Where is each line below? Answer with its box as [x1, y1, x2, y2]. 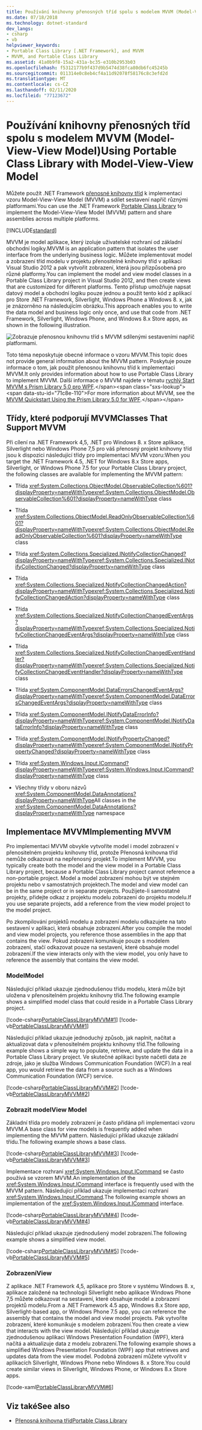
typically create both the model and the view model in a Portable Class [6, 862, 182, 869]
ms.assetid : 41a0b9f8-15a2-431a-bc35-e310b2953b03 [6, 59, 136, 65]
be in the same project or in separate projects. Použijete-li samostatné [6, 887, 180, 894]
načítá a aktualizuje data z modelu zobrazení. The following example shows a [6, 1340, 196, 1347]
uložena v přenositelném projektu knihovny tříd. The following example [6, 991, 180, 998]
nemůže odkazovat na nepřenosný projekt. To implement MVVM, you [6, 855, 176, 863]
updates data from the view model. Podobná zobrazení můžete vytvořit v [6, 1353, 187, 1360]
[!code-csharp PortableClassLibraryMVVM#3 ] [6, 1149, 119, 1157]
